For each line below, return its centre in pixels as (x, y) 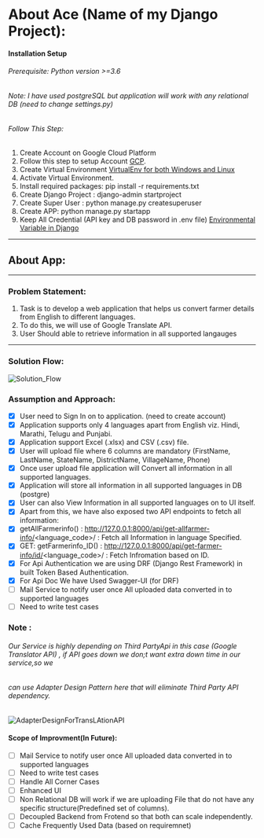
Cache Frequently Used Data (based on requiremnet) (105, 825)
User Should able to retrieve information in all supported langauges (128, 334)
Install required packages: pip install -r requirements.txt (109, 186)
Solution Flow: (36, 362)
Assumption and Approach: (62, 399)
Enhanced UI (40, 790)
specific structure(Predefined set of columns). (94, 808)
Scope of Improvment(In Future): (63, 738)
